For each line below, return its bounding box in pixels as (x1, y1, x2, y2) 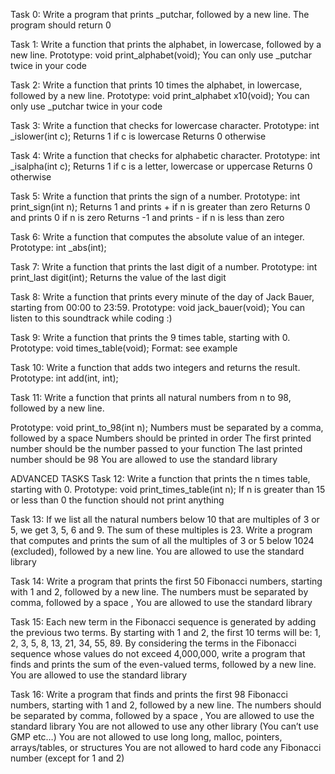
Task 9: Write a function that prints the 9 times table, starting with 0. (10, 332, 291, 343)
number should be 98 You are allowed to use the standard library (10, 454, 278, 465)
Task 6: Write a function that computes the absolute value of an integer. (10, 231, 305, 243)
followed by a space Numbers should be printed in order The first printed (10, 432, 312, 444)
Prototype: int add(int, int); (10, 372, 119, 384)
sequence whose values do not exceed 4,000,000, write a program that (10, 648, 306, 659)
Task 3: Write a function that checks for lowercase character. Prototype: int (10, 120, 320, 131)
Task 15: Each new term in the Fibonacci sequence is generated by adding (10, 616, 317, 628)
